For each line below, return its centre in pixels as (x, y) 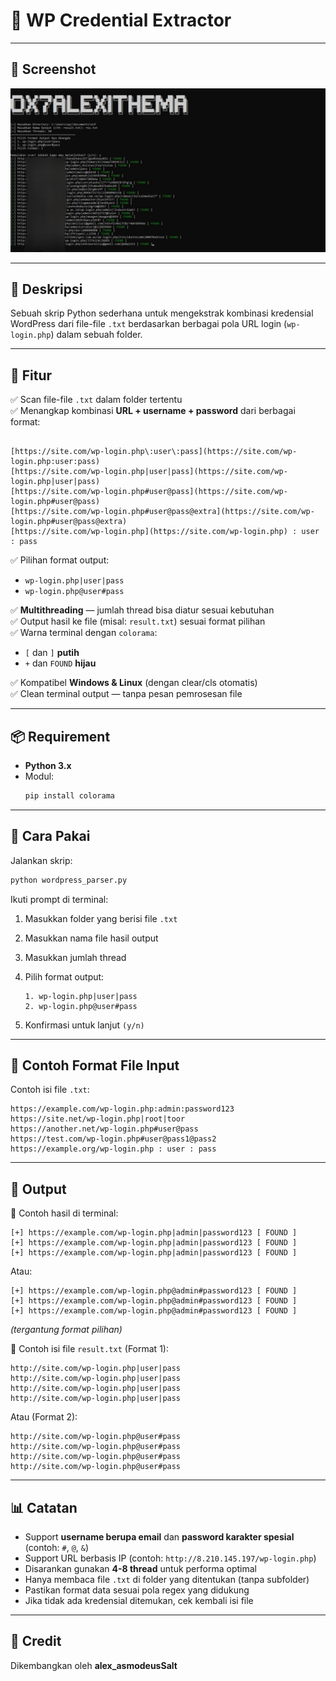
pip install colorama (69, 796)
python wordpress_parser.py (69, 880)
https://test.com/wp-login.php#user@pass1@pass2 (113, 1139)
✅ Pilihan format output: (60, 560)
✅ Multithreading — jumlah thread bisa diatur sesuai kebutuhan (142, 610)
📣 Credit (36, 1641)
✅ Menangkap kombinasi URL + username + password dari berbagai (153, 411)
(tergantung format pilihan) (66, 1330)
